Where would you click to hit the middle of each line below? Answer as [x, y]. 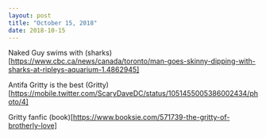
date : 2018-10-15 [37, 30]
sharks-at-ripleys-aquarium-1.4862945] [74, 70]
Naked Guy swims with [46, 53]
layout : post [30, 15]
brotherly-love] [33, 126]
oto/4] [19, 102]
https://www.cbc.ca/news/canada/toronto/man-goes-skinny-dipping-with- [133, 61]
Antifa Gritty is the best [46, 85]
